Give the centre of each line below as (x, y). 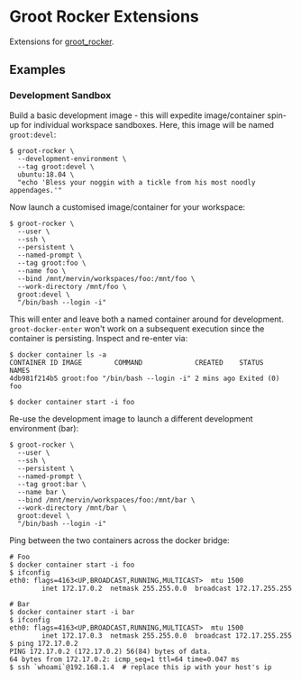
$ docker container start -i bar (72, 612)
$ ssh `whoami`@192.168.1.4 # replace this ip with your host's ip (141, 667)
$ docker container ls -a (58, 354)
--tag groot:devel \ (56, 167)
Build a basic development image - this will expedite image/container (137, 115)
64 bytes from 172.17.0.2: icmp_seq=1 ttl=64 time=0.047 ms (125, 659)
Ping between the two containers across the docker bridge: (119, 540)
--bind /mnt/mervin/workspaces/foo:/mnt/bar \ (106, 500)
